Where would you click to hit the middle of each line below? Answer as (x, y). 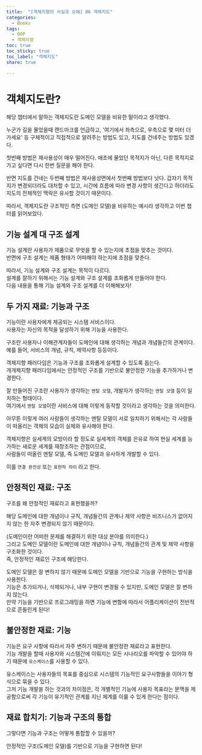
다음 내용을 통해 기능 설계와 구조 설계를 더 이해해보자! (69, 286)
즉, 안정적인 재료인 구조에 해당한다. (47, 559)
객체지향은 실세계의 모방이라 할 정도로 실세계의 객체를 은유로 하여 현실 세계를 (96, 439)
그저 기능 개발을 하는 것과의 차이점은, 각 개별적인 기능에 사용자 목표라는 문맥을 (98, 689)
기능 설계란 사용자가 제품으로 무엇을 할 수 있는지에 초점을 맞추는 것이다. (90, 250)
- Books (21, 23)
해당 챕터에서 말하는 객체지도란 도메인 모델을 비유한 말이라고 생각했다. (88, 117)
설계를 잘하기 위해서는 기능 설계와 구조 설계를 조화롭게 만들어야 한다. (87, 278)
